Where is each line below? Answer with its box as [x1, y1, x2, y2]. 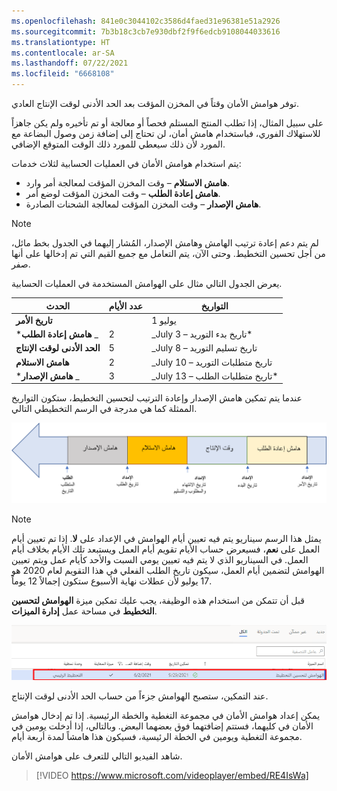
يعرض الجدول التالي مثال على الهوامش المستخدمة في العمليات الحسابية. [11, 278, 283, 289]
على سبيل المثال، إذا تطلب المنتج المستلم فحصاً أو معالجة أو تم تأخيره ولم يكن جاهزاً [11, 117, 324, 129]
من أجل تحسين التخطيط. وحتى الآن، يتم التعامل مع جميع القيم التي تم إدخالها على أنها [11, 248, 326, 259]
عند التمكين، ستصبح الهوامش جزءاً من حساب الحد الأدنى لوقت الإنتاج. [11, 690, 269, 702]
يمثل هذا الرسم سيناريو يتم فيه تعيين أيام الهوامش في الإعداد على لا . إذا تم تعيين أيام [11, 533, 322, 545]
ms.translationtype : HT [11, 37, 111, 47]
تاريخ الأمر [15, 314, 53, 326]
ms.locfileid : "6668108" [11, 69, 115, 79]
